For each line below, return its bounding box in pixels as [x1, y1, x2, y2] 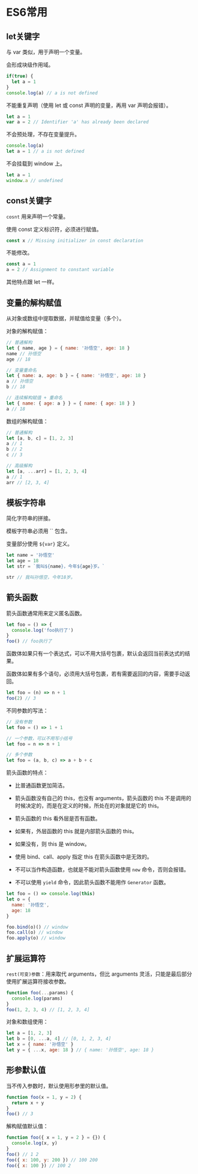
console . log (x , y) [11, 1140, 58, 1146]
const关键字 [6, 196, 52, 206]
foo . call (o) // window [6, 929, 63, 935]
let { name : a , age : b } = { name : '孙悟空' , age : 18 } [6, 373, 146, 379]
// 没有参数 [6, 719, 33, 725]
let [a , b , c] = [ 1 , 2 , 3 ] [6, 435, 74, 441]
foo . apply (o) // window [6, 935, 66, 941]
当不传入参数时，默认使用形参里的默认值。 [6, 1082, 112, 1089]
